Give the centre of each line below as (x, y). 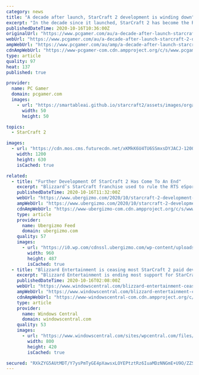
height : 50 (35, 116)
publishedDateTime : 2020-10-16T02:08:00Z (68, 281)
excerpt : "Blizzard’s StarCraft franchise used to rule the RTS (98, 187)
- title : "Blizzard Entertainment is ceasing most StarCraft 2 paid (98, 270)
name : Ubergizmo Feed (49, 225)
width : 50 (34, 110)
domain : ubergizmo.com (50, 231)
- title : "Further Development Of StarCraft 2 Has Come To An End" (97, 182)
